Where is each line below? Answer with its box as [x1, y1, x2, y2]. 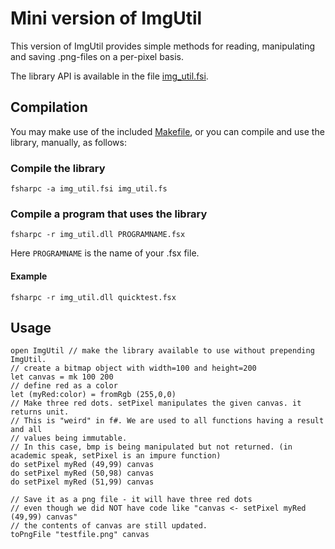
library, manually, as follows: [10, 136, 127, 148]
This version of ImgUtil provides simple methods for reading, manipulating [10, 40, 316, 52]
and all [10, 425, 43, 435]
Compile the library [10, 161, 106, 175]
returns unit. [10, 407, 70, 417]
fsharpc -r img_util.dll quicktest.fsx [10, 292, 177, 302]
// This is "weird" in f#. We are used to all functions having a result [10, 416, 325, 426]
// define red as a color [10, 381, 118, 391]
